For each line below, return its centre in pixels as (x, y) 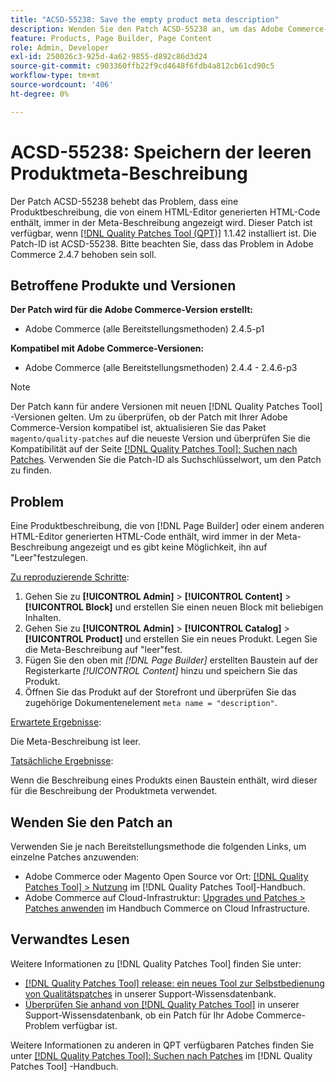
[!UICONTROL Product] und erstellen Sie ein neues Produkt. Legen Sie (171, 639)
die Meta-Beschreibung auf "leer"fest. (103, 650)
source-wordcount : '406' (62, 85)
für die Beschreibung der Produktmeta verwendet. (114, 791)
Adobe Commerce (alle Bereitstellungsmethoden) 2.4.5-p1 (144, 329)
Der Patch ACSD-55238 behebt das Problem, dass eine (124, 201)
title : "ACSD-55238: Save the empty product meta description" (145, 19)
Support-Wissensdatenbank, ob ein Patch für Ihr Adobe (139, 1015)
